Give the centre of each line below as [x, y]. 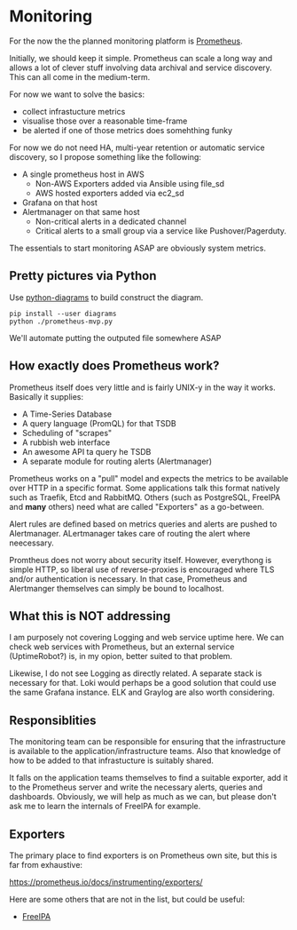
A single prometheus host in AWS [83, 174]
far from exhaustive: [46, 865]
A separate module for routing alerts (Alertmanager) [117, 461]
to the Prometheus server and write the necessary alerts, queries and [136, 787]
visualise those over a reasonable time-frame [105, 121]
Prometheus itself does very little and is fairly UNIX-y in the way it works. [143, 387]
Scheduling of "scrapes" [67, 433]
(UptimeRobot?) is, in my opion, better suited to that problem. [121, 656]
